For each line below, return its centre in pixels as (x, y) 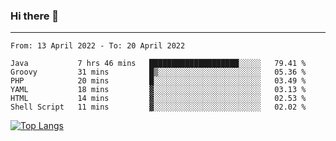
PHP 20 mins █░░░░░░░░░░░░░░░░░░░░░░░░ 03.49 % (158, 81)
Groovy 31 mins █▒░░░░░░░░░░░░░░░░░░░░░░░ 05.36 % (158, 72)
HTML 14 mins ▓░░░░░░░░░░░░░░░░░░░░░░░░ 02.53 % (158, 99)
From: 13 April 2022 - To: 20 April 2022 (98, 46)
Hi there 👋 (35, 16)
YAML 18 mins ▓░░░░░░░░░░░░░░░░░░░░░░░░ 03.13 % (158, 90)
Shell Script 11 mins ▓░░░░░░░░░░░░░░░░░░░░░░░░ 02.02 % (158, 107)
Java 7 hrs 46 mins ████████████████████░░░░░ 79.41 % (158, 64)
